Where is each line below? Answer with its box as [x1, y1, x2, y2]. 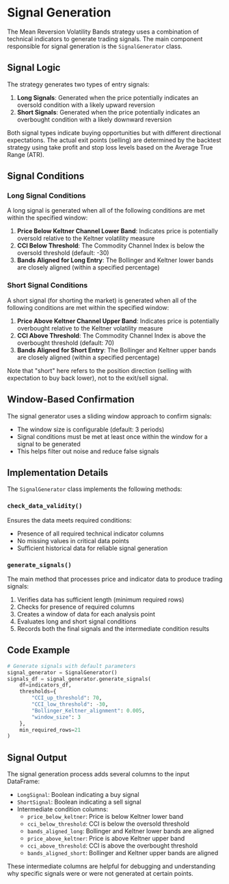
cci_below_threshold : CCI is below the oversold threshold [27, 820, 189, 828]
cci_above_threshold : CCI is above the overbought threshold [27, 841, 198, 850]
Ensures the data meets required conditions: [7, 516, 132, 524]
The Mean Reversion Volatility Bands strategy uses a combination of [7, 27, 200, 36]
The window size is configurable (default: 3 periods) [16, 425, 165, 433]
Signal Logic [7, 62, 61, 73]
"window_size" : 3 [31, 713, 81, 721]
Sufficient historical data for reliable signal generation [16, 544, 168, 552]
